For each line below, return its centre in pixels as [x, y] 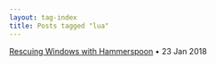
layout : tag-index [43, 17]
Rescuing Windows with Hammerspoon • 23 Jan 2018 [108, 51]
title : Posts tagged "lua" [59, 26]
